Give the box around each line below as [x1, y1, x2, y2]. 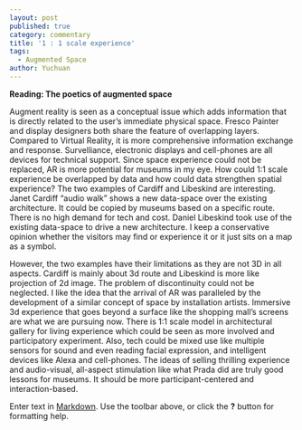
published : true [9, 22, 71, 31]
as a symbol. [9, 241, 57, 252]
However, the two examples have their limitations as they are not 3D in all [9, 258, 282, 269]
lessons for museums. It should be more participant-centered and [9, 373, 255, 385]
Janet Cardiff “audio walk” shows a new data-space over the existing [9, 192, 268, 204]
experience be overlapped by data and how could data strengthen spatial [9, 173, 282, 184]
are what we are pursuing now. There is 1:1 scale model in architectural [9, 316, 273, 327]
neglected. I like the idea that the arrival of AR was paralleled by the [9, 287, 261, 298]
